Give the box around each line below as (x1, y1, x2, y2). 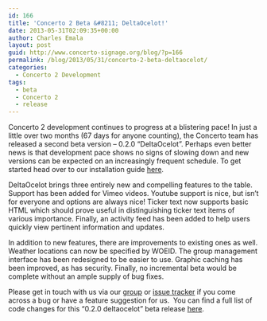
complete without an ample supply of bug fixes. (8, 272, 164, 281)
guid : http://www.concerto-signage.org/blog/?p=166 (8, 49, 183, 57)
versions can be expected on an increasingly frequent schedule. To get (8, 156, 242, 166)
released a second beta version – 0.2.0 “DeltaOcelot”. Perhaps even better (8, 139, 252, 149)
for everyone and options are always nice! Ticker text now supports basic (8, 197, 249, 207)
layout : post (8, 41, 52, 49)
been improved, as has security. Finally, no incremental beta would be (8, 264, 237, 273)
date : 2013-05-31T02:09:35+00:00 (8, 26, 119, 34)
